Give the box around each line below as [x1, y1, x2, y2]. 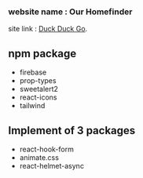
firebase [19, 67, 47, 77]
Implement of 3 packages [8, 124, 136, 137]
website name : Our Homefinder [8, 6, 133, 17]
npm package [8, 46, 77, 60]
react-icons [19, 93, 57, 102]
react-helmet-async [19, 161, 85, 170]
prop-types [19, 76, 57, 85]
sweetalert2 [19, 85, 59, 94]
